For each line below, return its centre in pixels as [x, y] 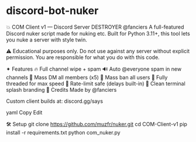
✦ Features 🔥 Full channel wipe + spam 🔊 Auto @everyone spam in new [94, 69]
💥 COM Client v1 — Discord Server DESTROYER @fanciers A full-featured [95, 27]
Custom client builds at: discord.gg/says [55, 101]
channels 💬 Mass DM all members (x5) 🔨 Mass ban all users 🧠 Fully [87, 77]
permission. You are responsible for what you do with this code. [83, 57]
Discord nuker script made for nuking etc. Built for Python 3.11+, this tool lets [98, 33]
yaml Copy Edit [24, 112]
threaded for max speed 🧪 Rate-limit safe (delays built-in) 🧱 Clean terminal [96, 84]
